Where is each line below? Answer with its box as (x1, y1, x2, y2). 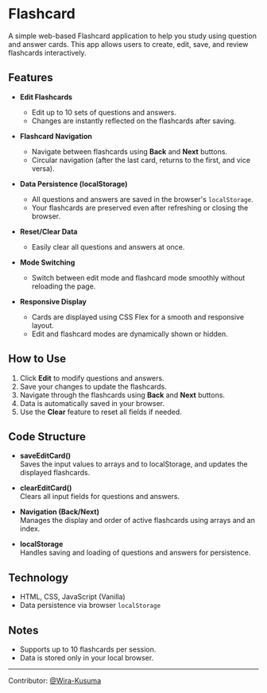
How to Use (8, 352, 67, 366)
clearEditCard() (19, 483, 72, 493)
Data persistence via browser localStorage (19, 601, 161, 610)
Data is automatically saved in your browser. (19, 398, 165, 408)
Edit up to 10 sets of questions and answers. (31, 107, 176, 117)
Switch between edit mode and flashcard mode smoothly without (31, 273, 246, 282)
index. (19, 524, 41, 533)
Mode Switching (19, 257, 75, 267)
